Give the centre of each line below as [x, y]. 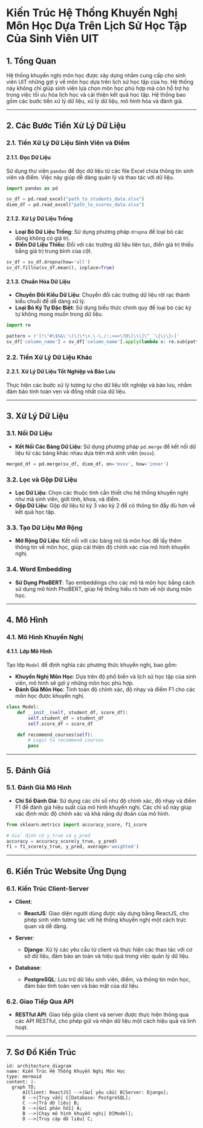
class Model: [23, 707]
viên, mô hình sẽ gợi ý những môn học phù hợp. [74, 683]
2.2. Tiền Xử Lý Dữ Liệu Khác [49, 357]
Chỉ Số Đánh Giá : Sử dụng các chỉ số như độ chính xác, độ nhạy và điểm [105, 801]
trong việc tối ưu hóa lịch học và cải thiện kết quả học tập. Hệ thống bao [96, 95]
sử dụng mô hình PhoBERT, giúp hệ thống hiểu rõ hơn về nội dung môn [103, 588]
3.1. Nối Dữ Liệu [29, 433]
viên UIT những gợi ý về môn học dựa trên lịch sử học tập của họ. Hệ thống [100, 82]
